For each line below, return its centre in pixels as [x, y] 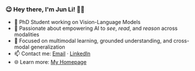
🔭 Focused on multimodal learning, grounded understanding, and [93, 41]
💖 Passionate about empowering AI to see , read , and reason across [96, 28]
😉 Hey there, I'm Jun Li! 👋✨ [45, 9]
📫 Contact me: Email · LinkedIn [52, 54]
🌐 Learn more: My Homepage [50, 62]
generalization [48, 47]
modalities [27, 35]
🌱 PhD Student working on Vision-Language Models [77, 22]
